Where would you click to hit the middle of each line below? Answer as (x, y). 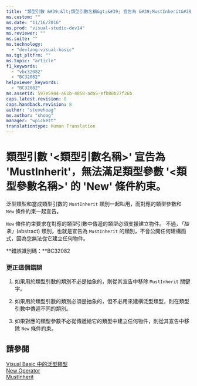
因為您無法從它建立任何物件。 (52, 238)
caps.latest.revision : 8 (36, 99)
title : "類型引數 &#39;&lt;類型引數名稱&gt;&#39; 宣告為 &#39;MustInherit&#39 (99, 11)
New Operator (23, 371)
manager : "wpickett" (31, 121)
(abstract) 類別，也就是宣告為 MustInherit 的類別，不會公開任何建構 (99, 231)
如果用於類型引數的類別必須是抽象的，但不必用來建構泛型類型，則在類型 (102, 301)
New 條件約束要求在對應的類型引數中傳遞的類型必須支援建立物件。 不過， (94, 223)
